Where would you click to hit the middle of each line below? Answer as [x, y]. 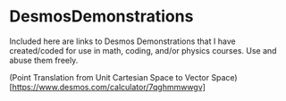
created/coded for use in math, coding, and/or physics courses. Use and [143, 50]
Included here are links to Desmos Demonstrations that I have [122, 41]
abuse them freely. [44, 60]
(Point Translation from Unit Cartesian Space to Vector [109, 77]
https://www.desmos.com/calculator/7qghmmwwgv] [109, 87]
